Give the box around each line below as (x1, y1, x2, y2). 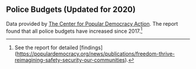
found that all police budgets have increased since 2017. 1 (6, 26, 143, 34)
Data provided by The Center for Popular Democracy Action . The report (6, 20, 178, 27)
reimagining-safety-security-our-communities (14, 57, 125, 64)
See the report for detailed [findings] (14, 44, 103, 51)
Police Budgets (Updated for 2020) (6, 5, 136, 15)
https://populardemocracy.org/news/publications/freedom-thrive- (16, 50, 175, 57)
